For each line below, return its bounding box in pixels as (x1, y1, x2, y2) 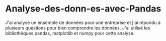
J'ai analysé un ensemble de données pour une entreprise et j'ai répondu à (5, 19, 161, 25)
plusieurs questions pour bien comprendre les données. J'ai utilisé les (5, 24, 150, 30)
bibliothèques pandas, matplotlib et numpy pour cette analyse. (5, 30, 135, 36)
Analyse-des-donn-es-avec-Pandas (5, 3, 161, 14)
